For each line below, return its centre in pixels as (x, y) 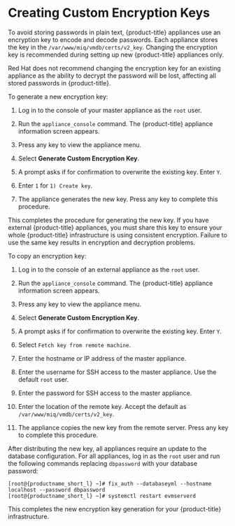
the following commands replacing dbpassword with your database (103, 463)
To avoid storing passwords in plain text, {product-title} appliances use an (114, 32)
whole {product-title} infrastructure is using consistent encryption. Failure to (118, 235)
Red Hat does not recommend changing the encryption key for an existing (114, 68)
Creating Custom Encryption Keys (109, 13)
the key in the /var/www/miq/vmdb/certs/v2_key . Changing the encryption (113, 47)
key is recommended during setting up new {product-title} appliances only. (116, 55)
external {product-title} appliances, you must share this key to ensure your (115, 227)
